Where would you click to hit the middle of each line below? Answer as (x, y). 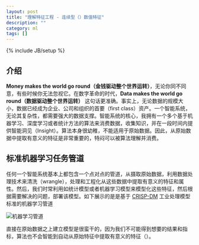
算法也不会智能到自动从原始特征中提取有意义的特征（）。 (85, 236)
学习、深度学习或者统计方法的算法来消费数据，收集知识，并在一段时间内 (99, 123)
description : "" (26, 23)
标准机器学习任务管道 (45, 159)
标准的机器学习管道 (30, 203)
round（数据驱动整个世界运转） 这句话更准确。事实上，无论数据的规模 (92, 101)
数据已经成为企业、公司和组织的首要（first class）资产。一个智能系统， (103, 108)
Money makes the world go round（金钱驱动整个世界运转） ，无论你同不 (94, 86)
